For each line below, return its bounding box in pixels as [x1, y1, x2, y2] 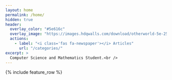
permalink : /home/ [5, 12, 45, 17]
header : [5, 22, 22, 27]
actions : [10, 36, 29, 42]
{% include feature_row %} [5, 69, 62, 75]
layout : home [5, 7, 33, 13]
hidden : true [5, 17, 33, 22]
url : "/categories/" [18, 46, 63, 51]
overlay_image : [10, 31, 42, 36]
